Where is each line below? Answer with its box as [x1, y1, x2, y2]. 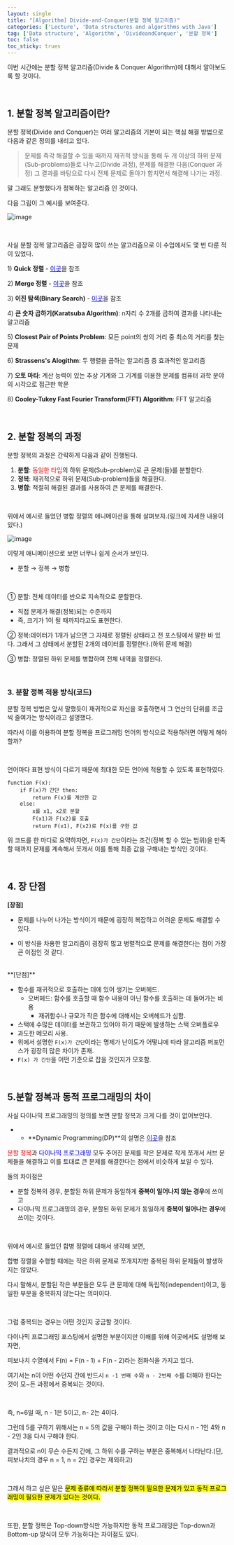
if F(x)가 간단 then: [20, 786, 78, 794]
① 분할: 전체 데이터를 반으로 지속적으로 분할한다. [7, 592, 142, 600]
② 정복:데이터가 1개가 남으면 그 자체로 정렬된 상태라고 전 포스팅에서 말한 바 [7, 631, 214, 639]
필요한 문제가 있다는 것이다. [25, 1492, 101, 1501]
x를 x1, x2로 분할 [32, 807, 80, 815]
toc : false [7, 36, 39, 43]
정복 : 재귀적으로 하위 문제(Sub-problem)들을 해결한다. [17, 474, 166, 483]
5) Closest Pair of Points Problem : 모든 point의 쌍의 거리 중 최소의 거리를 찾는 [7, 332, 225, 341]
